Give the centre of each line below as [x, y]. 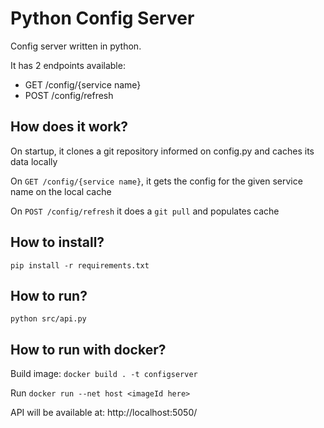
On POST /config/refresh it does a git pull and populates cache [145, 211]
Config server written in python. [76, 46]
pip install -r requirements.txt [80, 265]
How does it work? [69, 127]
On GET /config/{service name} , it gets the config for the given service [156, 181]
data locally [34, 161]
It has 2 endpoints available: [68, 65]
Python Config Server [102, 18]
